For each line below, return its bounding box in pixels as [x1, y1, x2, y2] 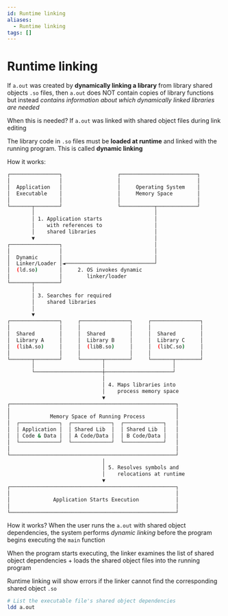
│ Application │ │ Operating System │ [7, 183, 201, 191]
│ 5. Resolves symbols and [101, 464, 179, 471]
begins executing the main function [7, 536, 105, 544]
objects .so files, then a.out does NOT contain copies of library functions [7, 88, 214, 97]
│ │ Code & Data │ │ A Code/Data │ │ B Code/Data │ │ [7, 433, 179, 440]
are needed [7, 104, 40, 112]
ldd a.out [7, 604, 36, 611]
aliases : [7, 16, 32, 23]
